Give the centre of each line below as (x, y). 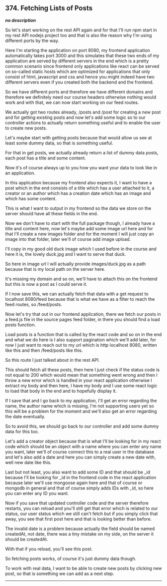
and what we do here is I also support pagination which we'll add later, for (81, 340)
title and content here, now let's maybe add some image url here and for (79, 228)
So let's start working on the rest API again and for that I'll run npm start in (81, 30)
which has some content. (31, 198)
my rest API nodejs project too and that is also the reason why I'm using (79, 35)
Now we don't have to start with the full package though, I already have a (80, 223)
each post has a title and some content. (45, 158)
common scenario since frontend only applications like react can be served (82, 66)
